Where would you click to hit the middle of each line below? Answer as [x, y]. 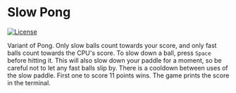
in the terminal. [29, 82]
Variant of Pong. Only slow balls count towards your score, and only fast [112, 45]
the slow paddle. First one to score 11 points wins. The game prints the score [118, 75]
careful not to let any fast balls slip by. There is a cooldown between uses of [118, 68]
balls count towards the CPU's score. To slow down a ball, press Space [109, 53]
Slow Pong [39, 12]
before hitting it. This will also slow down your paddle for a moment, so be [114, 60]
